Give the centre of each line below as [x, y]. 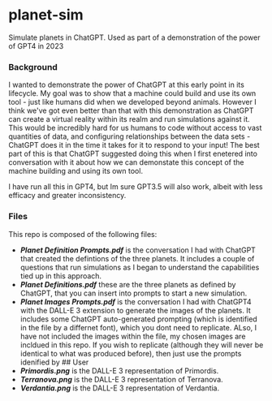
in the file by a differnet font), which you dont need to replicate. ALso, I [138, 327]
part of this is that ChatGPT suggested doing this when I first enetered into [133, 154]
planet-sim [46, 15]
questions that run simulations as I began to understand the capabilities [140, 267]
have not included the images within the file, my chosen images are [133, 336]
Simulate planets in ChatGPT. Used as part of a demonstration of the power [134, 37]
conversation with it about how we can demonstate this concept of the [126, 162]
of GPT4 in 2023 [36, 45]
